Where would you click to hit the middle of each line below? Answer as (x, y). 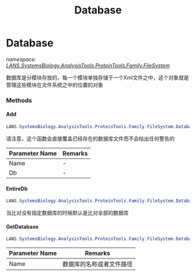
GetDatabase (22, 226)
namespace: (21, 59)
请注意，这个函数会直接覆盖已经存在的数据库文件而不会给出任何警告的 (90, 139)
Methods (19, 100)
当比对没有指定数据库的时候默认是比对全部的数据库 (67, 213)
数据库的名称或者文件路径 (97, 264)
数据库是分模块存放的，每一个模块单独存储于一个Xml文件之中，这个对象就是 (98, 77)
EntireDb (17, 188)
